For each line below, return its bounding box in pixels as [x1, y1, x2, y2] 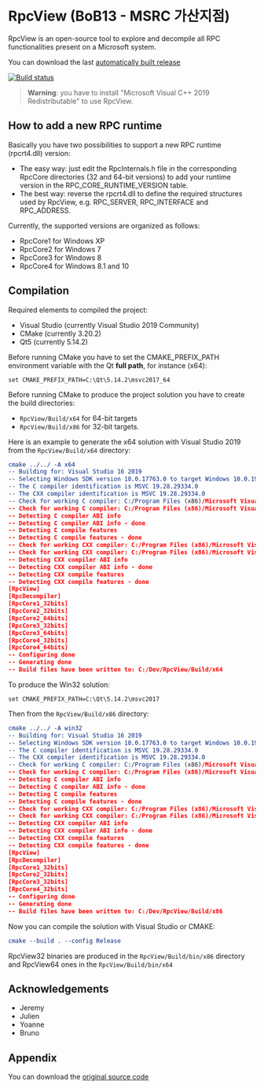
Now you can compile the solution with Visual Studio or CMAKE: [8, 921, 216, 931]
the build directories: [8, 398, 75, 407]
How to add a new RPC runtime [8, 119, 163, 132]
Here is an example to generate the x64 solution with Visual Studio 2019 [8, 437, 241, 446]
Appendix [8, 1051, 57, 1065]
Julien [19, 1012, 40, 1021]
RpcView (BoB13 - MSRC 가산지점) [8, 7, 230, 25]
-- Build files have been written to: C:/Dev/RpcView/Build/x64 [8, 666, 223, 674]
